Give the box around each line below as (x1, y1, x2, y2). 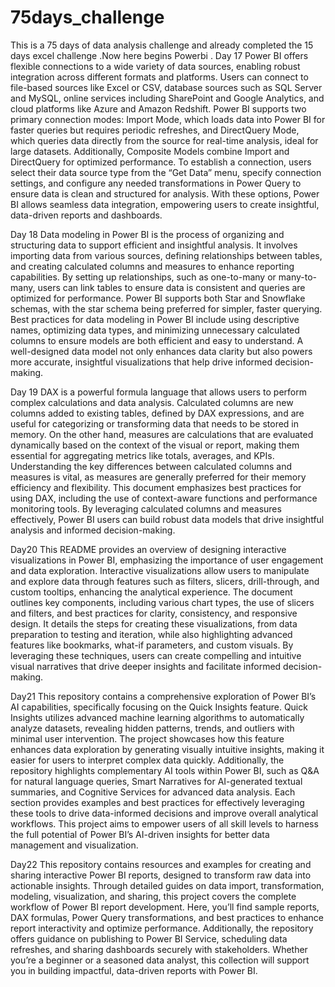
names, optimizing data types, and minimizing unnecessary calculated (10, 324, 300, 336)
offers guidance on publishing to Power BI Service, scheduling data (10, 932, 288, 945)
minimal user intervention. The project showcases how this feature (10, 732, 285, 745)
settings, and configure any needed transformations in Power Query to (10, 177, 302, 189)
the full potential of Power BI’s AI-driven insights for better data (10, 828, 270, 840)
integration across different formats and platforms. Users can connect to (10, 71, 309, 83)
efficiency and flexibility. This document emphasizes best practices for (10, 481, 302, 493)
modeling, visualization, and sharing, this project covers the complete (10, 890, 297, 902)
